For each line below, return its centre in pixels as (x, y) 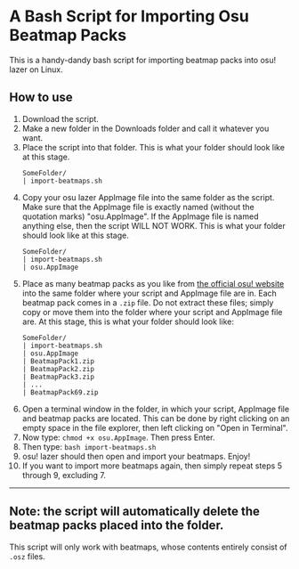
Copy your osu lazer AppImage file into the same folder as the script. (148, 197)
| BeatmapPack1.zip (58, 361)
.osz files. (28, 556)
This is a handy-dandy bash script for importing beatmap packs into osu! (143, 60)
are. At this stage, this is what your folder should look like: (128, 321)
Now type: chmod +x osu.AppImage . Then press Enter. (118, 437)
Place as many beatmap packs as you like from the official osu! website (153, 283)
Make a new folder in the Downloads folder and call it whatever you (145, 128)
